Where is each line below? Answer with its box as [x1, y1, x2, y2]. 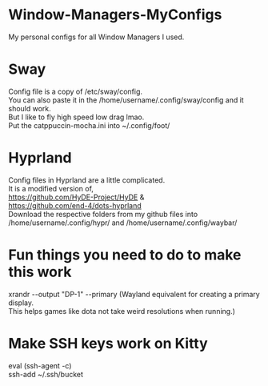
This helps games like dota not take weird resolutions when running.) [8, 306, 236, 316]
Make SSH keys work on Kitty [8, 334, 208, 352]
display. [8, 298, 34, 308]
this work [8, 263, 72, 281]
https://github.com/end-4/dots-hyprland [8, 200, 142, 210]
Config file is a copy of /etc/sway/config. [8, 86, 142, 96]
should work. [8, 103, 52, 113]
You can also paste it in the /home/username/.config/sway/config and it [8, 94, 244, 105]
